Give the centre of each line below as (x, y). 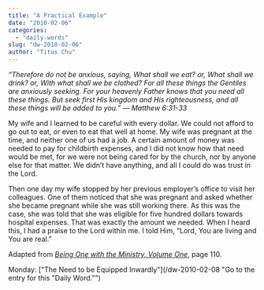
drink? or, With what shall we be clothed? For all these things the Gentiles (127, 83)
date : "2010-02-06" (40, 23)
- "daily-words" (42, 37)
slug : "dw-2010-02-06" (45, 45)
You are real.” (30, 239)
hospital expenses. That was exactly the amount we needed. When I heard (129, 222)
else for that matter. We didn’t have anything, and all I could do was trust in (129, 165)
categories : (28, 30)
